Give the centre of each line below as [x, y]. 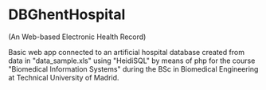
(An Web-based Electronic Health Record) [77, 37]
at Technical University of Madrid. [64, 77]
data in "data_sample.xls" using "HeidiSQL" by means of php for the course [132, 61]
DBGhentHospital [67, 15]
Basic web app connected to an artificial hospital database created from [127, 52]
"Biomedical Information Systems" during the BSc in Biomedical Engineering [133, 68]
